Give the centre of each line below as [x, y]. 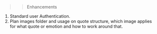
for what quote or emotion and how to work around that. [66, 26]
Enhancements [42, 7]
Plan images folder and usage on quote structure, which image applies [81, 21]
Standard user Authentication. [40, 16]
